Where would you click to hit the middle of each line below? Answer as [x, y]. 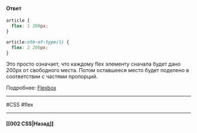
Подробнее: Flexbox [31, 88]
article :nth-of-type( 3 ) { [38, 42]
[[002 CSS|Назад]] [30, 124]
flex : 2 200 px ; [30, 47]
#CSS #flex [20, 105]
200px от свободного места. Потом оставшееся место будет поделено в [98, 70]
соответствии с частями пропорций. [52, 77]
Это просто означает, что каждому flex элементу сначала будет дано [93, 64]
